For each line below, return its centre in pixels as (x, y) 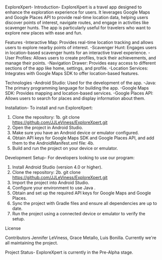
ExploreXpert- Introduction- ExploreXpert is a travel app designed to (73, 7)
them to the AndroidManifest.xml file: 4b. (53, 143)
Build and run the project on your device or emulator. (65, 148)
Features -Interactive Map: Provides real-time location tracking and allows (79, 42)
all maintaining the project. (32, 243)
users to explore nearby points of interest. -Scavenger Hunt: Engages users (81, 47)
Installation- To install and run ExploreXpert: (49, 108)
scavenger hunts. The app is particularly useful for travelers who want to (78, 28)
